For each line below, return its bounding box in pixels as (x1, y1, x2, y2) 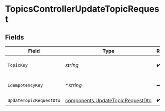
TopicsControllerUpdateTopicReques (5, 3, 160, 15)
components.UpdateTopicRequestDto (65, 97, 152, 104)
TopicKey (7, 62, 28, 68)
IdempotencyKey (7, 83, 43, 88)
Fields (5, 33, 25, 41)
